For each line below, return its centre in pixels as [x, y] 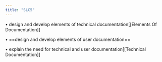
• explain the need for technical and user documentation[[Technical [76, 49]
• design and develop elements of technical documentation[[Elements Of [81, 24]
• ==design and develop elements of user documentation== [68, 39]
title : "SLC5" [20, 10]
